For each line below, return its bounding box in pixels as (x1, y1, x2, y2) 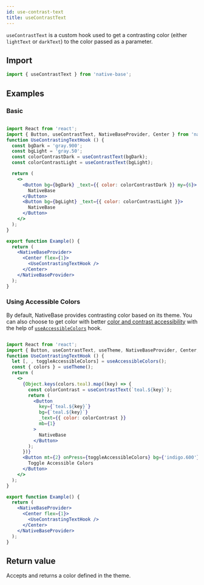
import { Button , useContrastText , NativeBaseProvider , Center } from (6, 131, 189, 137)
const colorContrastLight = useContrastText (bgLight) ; (12, 159, 154, 166)
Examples (6, 88, 44, 99)
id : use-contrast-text (6, 9, 64, 15)
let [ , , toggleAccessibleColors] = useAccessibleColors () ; (12, 358, 167, 365)
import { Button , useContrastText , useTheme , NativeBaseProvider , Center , (6, 347, 200, 353)
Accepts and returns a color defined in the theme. (6, 572, 131, 580)
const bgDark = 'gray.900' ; (12, 142, 83, 149)
